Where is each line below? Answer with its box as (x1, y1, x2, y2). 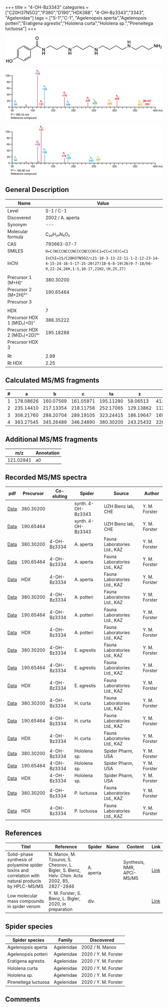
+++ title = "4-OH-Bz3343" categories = (5, 5, 89, 10)
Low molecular (7, 893, 38, 899)
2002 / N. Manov (81, 944, 116, 950)
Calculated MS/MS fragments (5, 376, 99, 384)
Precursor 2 (7, 286, 32, 292)
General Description (5, 185, 69, 194)
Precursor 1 (7, 274, 32, 280)
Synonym (7, 222, 27, 228)
